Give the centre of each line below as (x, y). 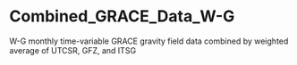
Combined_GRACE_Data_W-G (122, 16)
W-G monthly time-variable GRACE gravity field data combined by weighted (149, 41)
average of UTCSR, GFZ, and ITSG (73, 50)
